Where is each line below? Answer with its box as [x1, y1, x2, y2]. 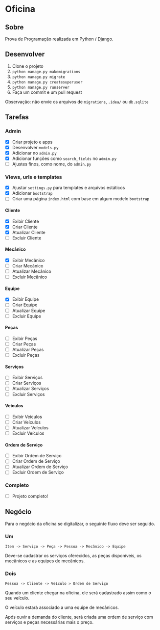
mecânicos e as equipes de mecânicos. [5, 558, 85, 564]
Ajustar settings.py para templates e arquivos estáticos [12, 185, 125, 191]
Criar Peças [12, 341, 36, 347]
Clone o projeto [12, 63, 44, 69]
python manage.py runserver [12, 85, 69, 90]
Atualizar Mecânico [12, 268, 51, 274]
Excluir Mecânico [12, 274, 47, 280]
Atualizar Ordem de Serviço [12, 464, 69, 470]
